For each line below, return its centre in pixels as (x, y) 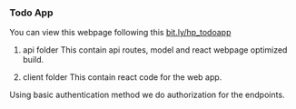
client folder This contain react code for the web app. (122, 77)
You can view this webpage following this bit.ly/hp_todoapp (120, 33)
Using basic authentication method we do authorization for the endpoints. (147, 95)
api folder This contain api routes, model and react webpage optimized (155, 50)
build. (33, 60)
